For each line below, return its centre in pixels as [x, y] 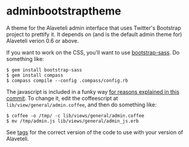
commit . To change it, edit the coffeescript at [62, 98]
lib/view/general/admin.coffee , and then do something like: [82, 105]
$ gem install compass [35, 75]
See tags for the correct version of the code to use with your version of [95, 132]
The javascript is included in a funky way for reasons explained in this [93, 91]
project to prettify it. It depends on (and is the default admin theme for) [94, 34]
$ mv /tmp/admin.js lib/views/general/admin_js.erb [72, 121]
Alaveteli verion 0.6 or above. [43, 41]
